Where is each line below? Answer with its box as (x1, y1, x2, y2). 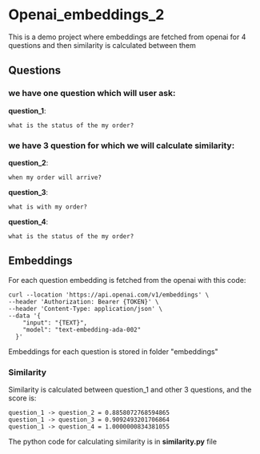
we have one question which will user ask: (8, 88, 176, 99)
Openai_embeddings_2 (8, 6, 165, 24)
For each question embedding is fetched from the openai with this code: (8, 275, 246, 285)
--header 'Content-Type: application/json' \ (8, 305, 162, 313)
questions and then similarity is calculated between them (8, 40, 196, 50)
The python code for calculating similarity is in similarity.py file (8, 437, 218, 447)
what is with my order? (8, 202, 88, 211)
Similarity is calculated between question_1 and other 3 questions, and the (8, 385, 252, 395)
